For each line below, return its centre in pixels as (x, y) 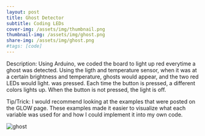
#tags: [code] (24, 47)
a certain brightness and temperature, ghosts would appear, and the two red (102, 77)
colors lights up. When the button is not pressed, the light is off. (86, 89)
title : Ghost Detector (35, 18)
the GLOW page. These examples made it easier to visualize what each (96, 108)
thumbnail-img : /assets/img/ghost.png (56, 35)
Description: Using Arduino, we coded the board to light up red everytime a (101, 63)
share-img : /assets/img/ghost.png (50, 40)
